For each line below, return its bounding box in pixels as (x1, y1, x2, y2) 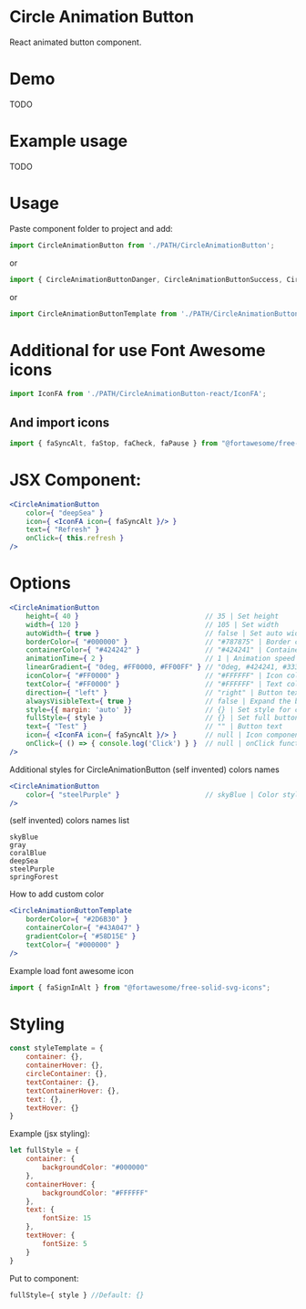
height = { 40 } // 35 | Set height (25, 612, 280, 621)
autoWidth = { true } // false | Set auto (25, 628, 283, 638)
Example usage (9, 131, 128, 152)
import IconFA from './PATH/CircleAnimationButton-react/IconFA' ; (9, 390, 267, 399)
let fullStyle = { (9, 1146, 79, 1156)
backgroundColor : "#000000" (42, 1163, 148, 1172)
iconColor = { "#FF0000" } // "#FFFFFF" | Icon (25, 671, 283, 680)
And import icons (9, 414, 110, 430)
